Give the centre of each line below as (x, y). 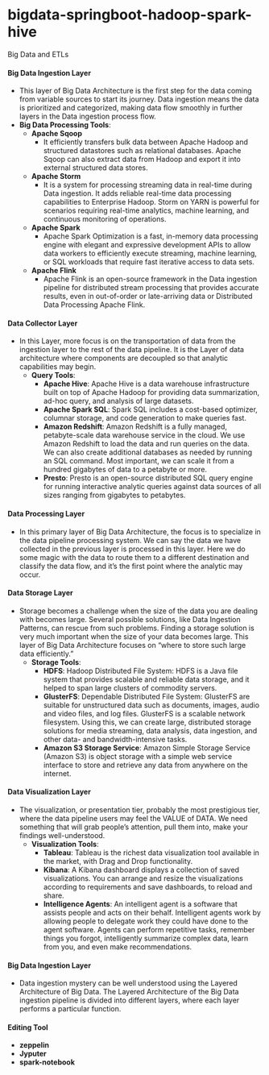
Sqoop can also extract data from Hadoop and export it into (142, 160)
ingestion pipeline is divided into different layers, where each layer (129, 1000)
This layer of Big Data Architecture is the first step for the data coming (135, 91)
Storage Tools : (56, 662)
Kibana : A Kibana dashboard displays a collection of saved (141, 870)
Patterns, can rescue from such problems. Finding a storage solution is (137, 628)
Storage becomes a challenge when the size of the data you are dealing (139, 611)
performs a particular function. (70, 1009)
